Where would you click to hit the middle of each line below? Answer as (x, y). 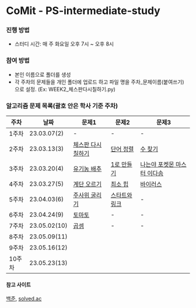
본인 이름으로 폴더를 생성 (43, 74)
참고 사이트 (18, 285)
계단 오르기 (87, 184)
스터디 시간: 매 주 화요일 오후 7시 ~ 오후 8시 (64, 44)
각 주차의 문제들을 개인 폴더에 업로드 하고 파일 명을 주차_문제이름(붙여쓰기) (99, 82)
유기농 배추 (87, 169)
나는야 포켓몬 (157, 165)
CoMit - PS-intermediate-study (83, 11)
